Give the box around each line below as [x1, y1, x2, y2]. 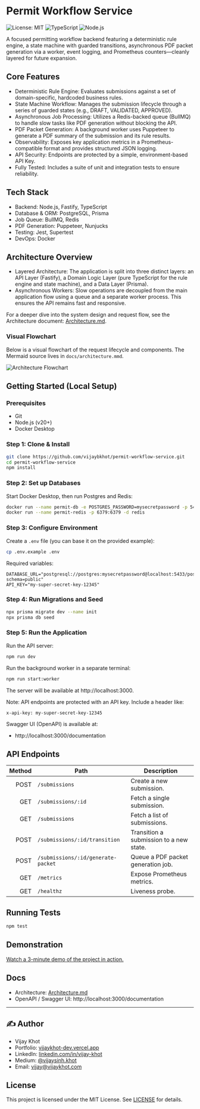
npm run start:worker [6, 676, 60, 682]
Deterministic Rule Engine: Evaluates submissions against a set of [14, 88, 176, 95]
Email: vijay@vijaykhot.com [14, 1063, 82, 1070]
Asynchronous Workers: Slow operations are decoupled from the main [14, 287, 187, 294]
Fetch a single [130, 794, 170, 802]
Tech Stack [6, 187, 49, 197]
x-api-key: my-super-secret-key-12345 [6, 710, 102, 716]
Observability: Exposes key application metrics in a [14, 138, 140, 146]
